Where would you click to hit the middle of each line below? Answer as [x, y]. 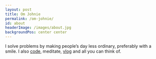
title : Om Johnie [23, 14]
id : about [15, 23]
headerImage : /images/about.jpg [38, 28]
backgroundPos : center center [36, 32]
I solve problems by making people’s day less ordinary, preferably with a [78, 46]
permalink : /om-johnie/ [30, 19]
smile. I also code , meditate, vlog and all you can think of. [63, 51]
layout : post [18, 10]
